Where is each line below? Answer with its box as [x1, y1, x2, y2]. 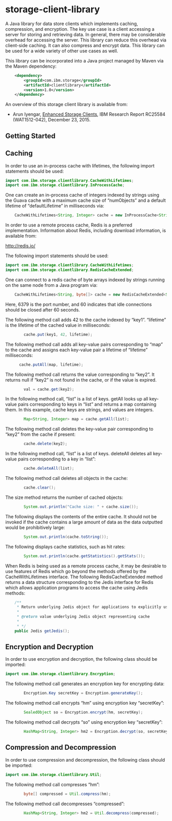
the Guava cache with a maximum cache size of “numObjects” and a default [5, 197, 166, 203]
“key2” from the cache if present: [5, 431, 76, 437]
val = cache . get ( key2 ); [24, 387, 74, 392]
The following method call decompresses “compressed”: [5, 801, 125, 807]
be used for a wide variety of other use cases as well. [5, 48, 119, 54]
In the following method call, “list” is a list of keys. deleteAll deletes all [5, 451, 152, 457]
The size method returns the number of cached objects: [5, 494, 123, 500]
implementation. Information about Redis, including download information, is [5, 227, 166, 234]
